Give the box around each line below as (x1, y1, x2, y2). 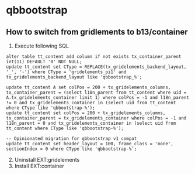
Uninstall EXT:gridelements (14, 156, 80, 163)
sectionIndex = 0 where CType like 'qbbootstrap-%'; (6, 146, 137, 152)
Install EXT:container (14, 162, 64, 169)
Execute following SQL (14, 42, 69, 49)
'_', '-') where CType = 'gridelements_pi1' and (6, 69, 127, 75)
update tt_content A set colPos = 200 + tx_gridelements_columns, (6, 84, 171, 90)
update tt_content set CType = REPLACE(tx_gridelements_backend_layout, (6, 64, 187, 70)
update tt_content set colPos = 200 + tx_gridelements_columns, (6, 110, 166, 116)
